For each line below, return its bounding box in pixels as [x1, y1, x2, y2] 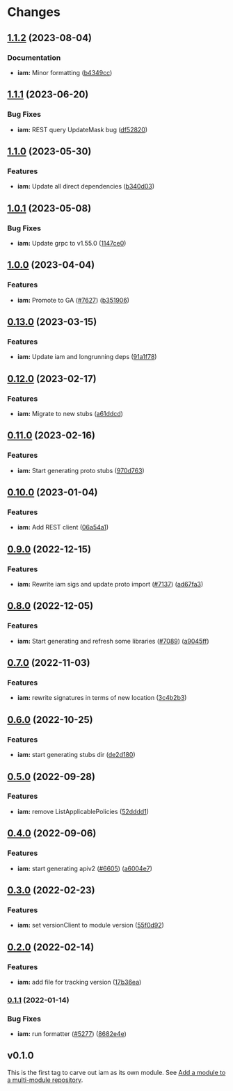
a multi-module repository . [7, 1076, 83, 1084]
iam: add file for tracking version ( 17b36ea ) [17, 978, 142, 986]
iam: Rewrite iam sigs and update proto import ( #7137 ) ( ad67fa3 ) [17, 580, 204, 589]
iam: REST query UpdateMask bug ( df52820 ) [17, 125, 148, 134]
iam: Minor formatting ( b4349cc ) [17, 68, 113, 77]
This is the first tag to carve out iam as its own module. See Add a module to [7, 1068, 226, 1076]
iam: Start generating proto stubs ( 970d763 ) [17, 466, 145, 475]
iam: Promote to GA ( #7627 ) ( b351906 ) [17, 296, 130, 304]
